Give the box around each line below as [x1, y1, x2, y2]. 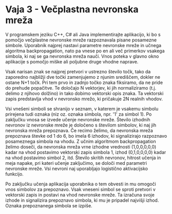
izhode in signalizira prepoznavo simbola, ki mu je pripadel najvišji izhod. [5, 197, 159, 203]
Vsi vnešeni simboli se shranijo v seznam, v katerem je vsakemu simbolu [5, 105, 159, 112]
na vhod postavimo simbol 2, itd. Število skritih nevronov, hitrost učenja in [5, 155, 161, 161]
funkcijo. [5, 170, 24, 177]
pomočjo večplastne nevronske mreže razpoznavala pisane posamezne [5, 37, 157, 43]
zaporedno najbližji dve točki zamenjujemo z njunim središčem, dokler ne [5, 74, 161, 80]
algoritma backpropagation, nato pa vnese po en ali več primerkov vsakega [5, 48, 165, 54]
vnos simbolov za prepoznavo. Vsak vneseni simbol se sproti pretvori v [5, 186, 156, 192]
